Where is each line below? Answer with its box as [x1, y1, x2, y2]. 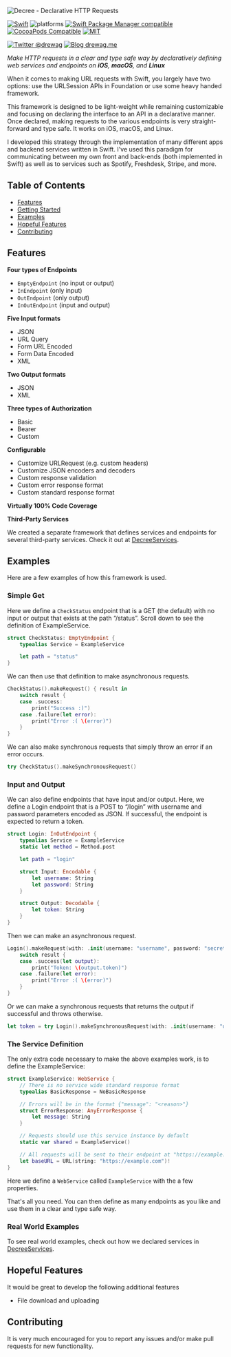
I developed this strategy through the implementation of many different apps [7, 138, 223, 146]
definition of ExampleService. [7, 621, 91, 630]
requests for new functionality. [7, 1342, 94, 1350]
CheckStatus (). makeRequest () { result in [7, 685, 128, 692]
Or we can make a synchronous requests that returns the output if [7, 1002, 195, 1011]
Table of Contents [7, 180, 86, 191]
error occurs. [7, 750, 45, 758]
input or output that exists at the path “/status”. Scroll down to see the [7, 614, 204, 622]
